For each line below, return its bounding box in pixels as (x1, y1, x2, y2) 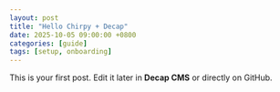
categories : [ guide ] (9, 38, 88, 48)
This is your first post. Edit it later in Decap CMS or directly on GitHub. (9, 72, 273, 83)
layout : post (9, 13, 59, 23)
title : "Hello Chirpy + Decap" (9, 22, 129, 31)
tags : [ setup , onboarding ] (9, 47, 112, 56)
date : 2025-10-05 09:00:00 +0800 (9, 30, 137, 39)
